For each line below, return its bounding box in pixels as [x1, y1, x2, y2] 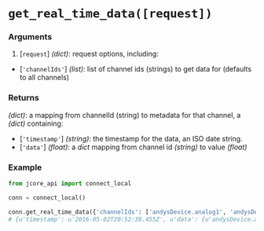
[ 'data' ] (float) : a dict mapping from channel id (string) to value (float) [19, 142, 247, 152]
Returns [8, 93, 39, 104]
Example [8, 162, 42, 173]
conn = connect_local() [8, 193, 86, 202]
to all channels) [19, 73, 69, 82]
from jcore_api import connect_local [8, 180, 132, 188]
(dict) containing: [8, 119, 64, 128]
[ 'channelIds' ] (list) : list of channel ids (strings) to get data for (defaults [19, 64, 252, 74]
